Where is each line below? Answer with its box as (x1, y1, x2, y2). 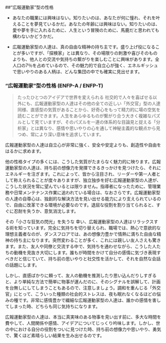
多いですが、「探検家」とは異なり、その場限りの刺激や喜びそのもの (21, 50, 158, 56)
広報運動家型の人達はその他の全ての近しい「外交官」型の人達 (34, 100, 161, 106)
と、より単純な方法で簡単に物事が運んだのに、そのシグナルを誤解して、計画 (5, 279, 161, 285)
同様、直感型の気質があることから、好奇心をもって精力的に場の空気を (17, 107, 161, 113)
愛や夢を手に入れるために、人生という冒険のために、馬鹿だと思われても (12, 27, 160, 33)
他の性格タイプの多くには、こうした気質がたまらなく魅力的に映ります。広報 (5, 159, 161, 165)
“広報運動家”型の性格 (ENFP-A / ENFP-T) (5, 82, 104, 89)
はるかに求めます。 (5, 148, 44, 154)
